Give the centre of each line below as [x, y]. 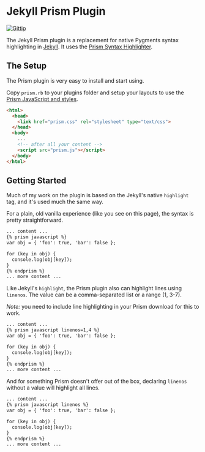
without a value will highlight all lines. [53, 388]
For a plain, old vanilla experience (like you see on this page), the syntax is [100, 214]
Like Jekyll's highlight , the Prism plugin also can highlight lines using [94, 288]
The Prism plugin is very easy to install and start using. [75, 80]
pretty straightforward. [35, 220]
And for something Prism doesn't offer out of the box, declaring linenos [97, 382]
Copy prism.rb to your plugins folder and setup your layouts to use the [95, 92]
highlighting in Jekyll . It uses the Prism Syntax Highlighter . [80, 47]
